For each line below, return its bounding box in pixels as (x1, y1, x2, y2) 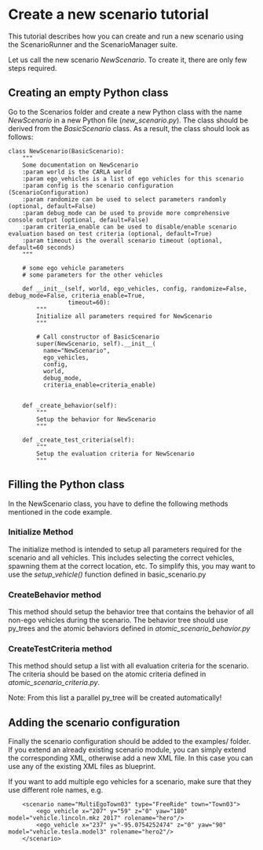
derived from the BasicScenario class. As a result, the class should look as (8, 123, 250, 133)
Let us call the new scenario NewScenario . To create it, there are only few (8, 55, 247, 64)
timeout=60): (68, 299, 111, 306)
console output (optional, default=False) (8, 216, 149, 224)
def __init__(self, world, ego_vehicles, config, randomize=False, (22, 284, 247, 292)
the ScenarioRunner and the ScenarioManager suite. (8, 39, 178, 49)
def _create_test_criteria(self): (22, 436, 135, 444)
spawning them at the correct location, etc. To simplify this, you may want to (8, 561, 256, 570)
